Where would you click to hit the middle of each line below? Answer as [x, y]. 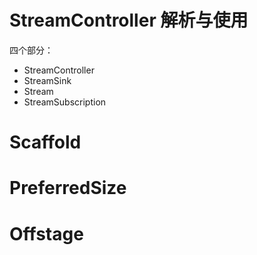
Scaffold [45, 142]
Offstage [46, 233]
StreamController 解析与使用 [129, 20]
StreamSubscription [65, 102]
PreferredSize [68, 188]
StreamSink [47, 80]
